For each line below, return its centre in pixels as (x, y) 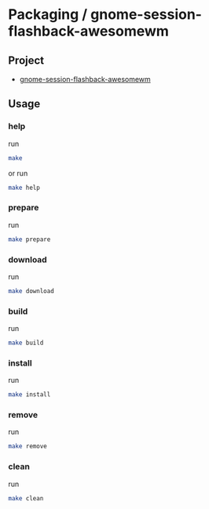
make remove (27, 447)
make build (26, 343)
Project (26, 60)
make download (31, 291)
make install (29, 395)
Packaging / (48, 15)
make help (24, 188)
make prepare (29, 239)
